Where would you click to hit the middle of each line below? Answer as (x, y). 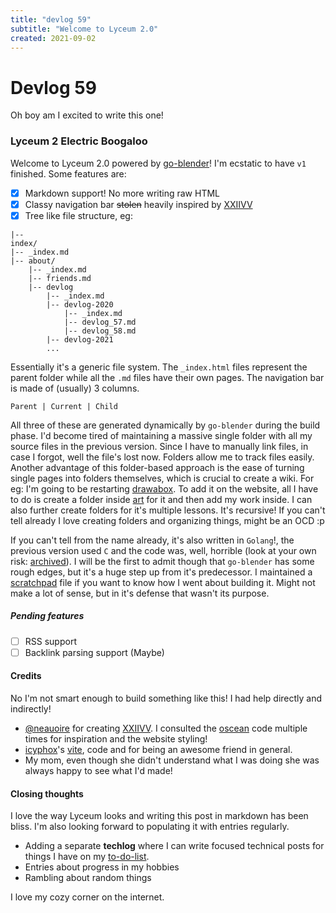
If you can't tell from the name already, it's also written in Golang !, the (152, 540)
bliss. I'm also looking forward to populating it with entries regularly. (150, 827)
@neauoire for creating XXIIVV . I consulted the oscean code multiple (166, 728)
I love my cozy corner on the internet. (87, 897)
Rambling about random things (88, 878)
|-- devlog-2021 (80, 339)
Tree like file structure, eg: (78, 215)
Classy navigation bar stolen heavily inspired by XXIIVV (138, 204)
